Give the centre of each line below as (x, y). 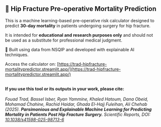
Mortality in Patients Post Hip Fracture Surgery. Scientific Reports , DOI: (78, 114)
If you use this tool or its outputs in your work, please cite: (65, 89)
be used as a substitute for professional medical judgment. (64, 40)
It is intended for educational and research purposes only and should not (79, 35)
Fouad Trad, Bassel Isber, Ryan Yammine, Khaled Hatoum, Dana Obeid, (77, 99)
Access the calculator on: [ (32, 64)
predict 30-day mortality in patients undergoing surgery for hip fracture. (78, 26)
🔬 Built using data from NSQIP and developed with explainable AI (70, 49)
